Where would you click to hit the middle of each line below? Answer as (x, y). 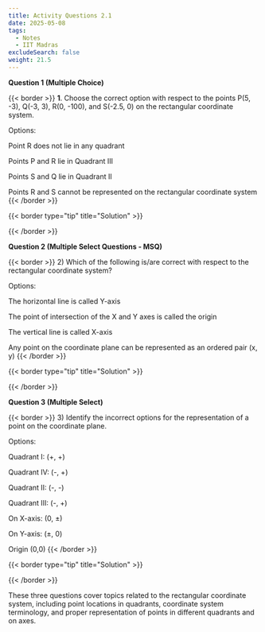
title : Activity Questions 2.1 (60, 16)
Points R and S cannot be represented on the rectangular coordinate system (133, 192)
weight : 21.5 (30, 60)
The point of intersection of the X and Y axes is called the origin (113, 316)
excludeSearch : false (44, 52)
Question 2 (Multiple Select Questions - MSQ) (86, 246)
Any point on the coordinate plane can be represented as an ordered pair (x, (133, 347)
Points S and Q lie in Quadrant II (60, 176)
